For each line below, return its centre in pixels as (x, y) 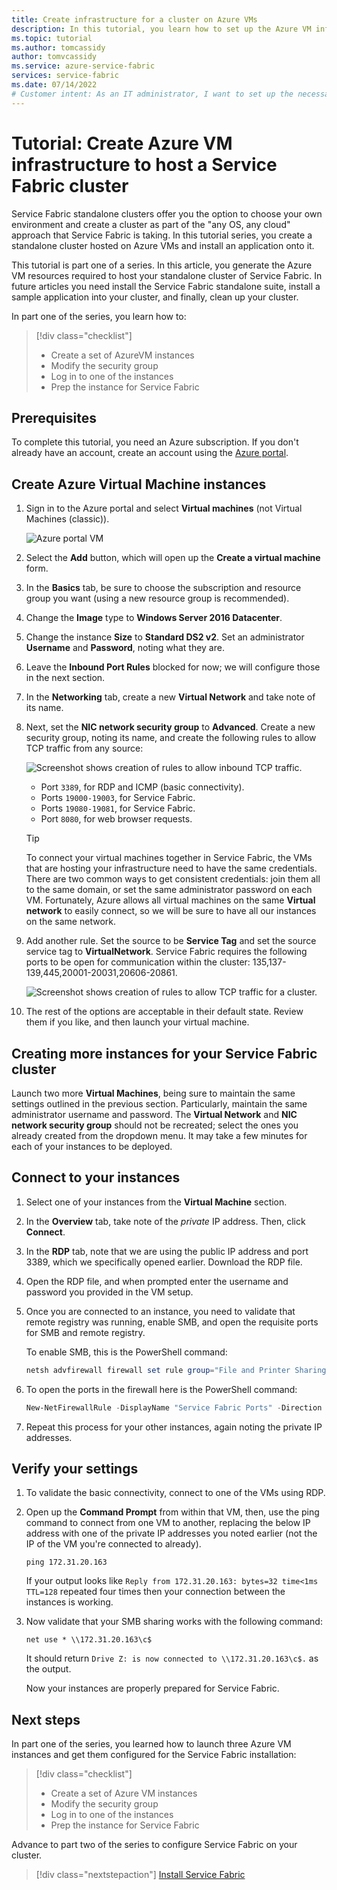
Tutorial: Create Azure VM (122, 143)
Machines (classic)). (67, 519)
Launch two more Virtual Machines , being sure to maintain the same (153, 1093)
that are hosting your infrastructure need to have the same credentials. (171, 868)
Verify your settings (75, 1468)
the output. (48, 1669)
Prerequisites (54, 417)
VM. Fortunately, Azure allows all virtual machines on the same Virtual (170, 900)
